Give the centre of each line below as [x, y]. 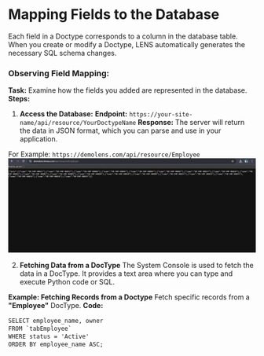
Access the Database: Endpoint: [73, 114]
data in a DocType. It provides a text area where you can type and [126, 273]
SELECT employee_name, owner [56, 321]
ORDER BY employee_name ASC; [56, 345]
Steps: [19, 99]
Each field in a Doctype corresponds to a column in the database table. [123, 36]
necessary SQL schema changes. [62, 53]
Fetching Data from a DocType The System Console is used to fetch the [136, 266]
